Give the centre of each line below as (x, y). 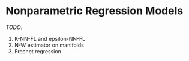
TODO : (14, 27)
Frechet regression (37, 51)
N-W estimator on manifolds (49, 45)
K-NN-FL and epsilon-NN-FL (50, 38)
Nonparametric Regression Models (94, 11)
